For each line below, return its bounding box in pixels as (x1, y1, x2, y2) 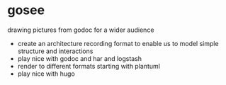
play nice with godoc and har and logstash (17, 54, 142, 62)
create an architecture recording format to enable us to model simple (17, 39, 219, 47)
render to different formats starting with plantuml (17, 62, 161, 70)
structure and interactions (17, 47, 94, 55)
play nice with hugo (17, 69, 76, 78)
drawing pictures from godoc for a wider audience (7, 25, 154, 34)
